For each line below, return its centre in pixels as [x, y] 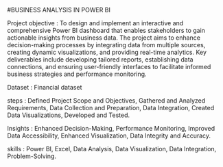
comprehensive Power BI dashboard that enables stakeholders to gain [106, 30]
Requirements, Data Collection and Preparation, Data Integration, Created [111, 108]
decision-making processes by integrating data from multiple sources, [106, 45]
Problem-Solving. [32, 156]
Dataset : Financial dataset [45, 87]
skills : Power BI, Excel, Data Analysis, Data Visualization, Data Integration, [112, 149]
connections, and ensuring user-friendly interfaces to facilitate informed [109, 67]
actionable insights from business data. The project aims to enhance [104, 38]
